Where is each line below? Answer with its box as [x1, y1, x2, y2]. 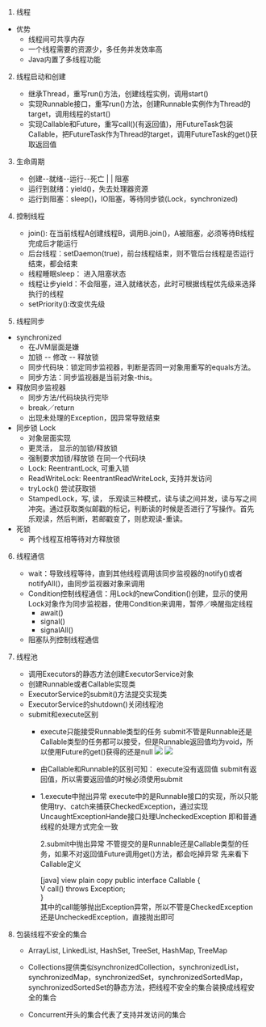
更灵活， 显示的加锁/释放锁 [27, 443, 118, 453]
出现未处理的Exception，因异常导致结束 [27, 413, 160, 422]
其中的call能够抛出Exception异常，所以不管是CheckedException [39, 902, 254, 911]
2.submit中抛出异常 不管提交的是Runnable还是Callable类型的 [39, 839, 243, 848]
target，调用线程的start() [27, 109, 111, 119]
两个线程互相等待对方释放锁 [27, 535, 121, 543]
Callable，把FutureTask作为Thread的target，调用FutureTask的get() [27, 129, 251, 139]
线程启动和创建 [15, 72, 66, 81]
